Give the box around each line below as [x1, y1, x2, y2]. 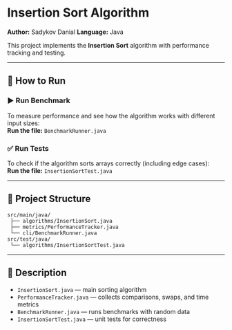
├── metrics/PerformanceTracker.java [10, 223, 119, 230]
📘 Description [7, 267, 67, 279]
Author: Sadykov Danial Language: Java [7, 28, 124, 36]
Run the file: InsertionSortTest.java [7, 166, 113, 174]
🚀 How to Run [7, 75, 66, 87]
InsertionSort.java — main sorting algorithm [17, 285, 147, 293]
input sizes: [7, 119, 40, 127]
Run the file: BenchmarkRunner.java [7, 126, 106, 134]
